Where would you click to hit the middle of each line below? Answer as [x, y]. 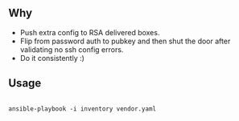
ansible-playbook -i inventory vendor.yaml [82, 109]
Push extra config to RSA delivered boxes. [90, 32]
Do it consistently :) [52, 58]
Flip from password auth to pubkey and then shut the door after [125, 41]
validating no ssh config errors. [72, 49]
